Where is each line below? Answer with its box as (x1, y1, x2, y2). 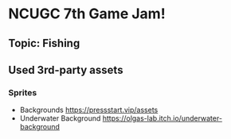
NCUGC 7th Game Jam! (8, 5, 166, 23)
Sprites (8, 87, 37, 98)
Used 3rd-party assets (8, 63, 123, 76)
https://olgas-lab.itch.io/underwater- (102, 114, 223, 123)
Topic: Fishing (8, 37, 80, 50)
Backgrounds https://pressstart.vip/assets (19, 105, 159, 115)
